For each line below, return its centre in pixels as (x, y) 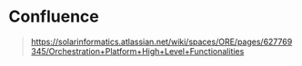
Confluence (54, 17)
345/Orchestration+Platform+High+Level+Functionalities (137, 51)
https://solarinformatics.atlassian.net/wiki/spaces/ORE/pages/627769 (161, 42)
